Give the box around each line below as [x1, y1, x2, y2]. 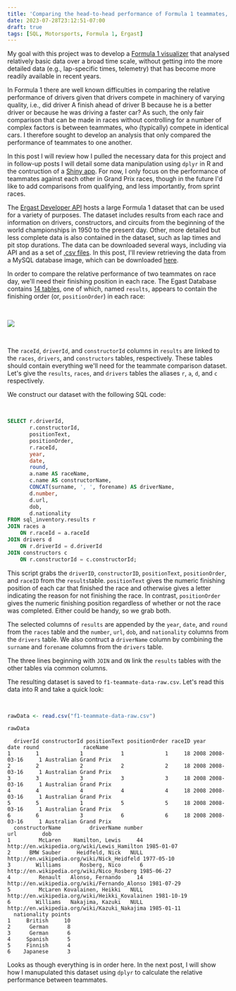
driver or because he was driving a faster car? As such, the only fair [7, 108, 204, 117]
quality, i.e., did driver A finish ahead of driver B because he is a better [7, 100, 212, 110]
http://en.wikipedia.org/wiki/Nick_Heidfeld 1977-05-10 [7, 855, 175, 863]
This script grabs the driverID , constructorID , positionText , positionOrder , [7, 569, 227, 577]
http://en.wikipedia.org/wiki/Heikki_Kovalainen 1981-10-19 [7, 893, 188, 900]
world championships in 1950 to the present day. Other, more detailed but [7, 226, 221, 234]
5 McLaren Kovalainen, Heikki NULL [7, 886, 143, 893]
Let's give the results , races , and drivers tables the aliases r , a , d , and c [7, 369, 218, 378]
